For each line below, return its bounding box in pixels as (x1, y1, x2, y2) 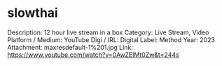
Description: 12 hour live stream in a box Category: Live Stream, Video (7, 28, 209, 37)
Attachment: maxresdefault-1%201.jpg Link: (7, 43, 133, 51)
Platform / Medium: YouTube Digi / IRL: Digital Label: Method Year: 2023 (7, 35, 216, 44)
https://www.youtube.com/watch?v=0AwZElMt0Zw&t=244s (7, 51, 180, 59)
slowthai (7, 5, 58, 21)
